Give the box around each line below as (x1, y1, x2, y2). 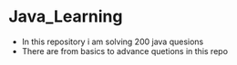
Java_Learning (8, 6, 123, 27)
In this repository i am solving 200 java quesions (21, 36, 204, 47)
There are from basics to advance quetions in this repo (21, 45, 229, 56)
